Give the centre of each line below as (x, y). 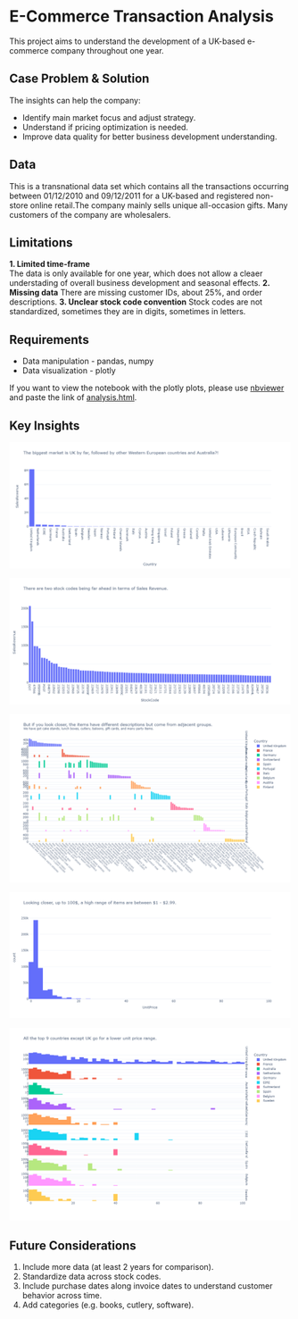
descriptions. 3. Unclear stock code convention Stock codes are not (136, 302)
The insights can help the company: (75, 100)
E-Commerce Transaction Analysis (141, 17)
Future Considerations (73, 1245)
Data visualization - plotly (69, 371)
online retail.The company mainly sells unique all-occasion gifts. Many (159, 205)
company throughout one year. (107, 50)
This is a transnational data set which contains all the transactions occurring (149, 186)
